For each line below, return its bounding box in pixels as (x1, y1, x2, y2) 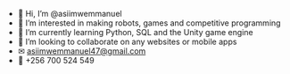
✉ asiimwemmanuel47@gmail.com (17, 46, 146, 56)
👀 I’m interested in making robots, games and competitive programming (17, 18, 281, 28)
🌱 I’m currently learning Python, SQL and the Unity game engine (17, 27, 253, 37)
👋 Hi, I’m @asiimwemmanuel (17, 9, 122, 18)
